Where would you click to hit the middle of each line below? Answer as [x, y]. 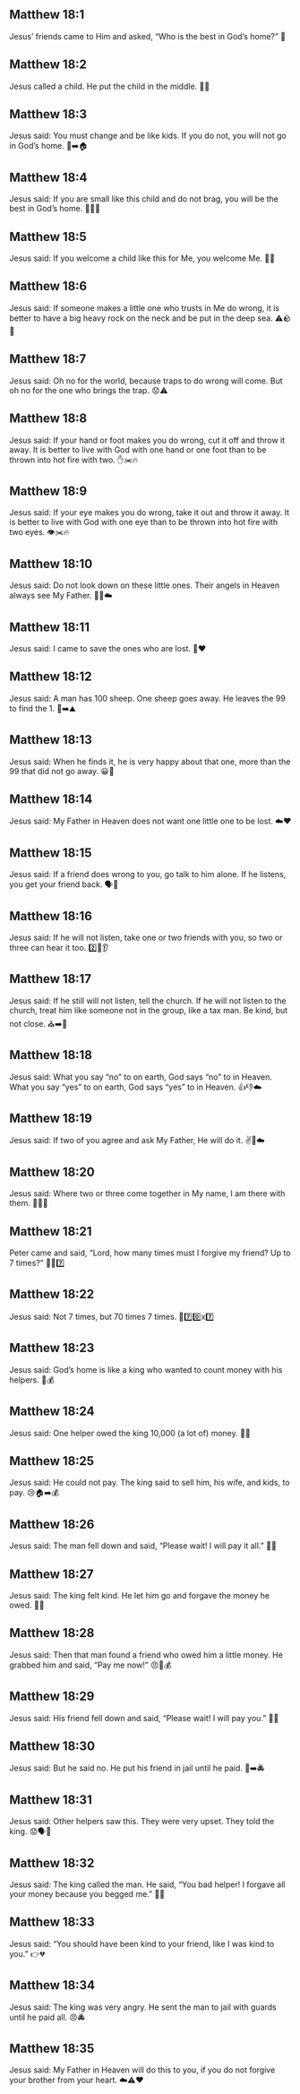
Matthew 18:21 [51, 1231]
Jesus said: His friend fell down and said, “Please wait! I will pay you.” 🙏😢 [144, 1718]
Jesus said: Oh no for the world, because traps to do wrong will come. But [146, 381]
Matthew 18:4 [48, 177]
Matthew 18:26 [52, 1524]
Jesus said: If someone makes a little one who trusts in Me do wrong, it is [145, 307]
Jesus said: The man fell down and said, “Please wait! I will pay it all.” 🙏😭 [143, 1546]
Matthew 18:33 [52, 1922]
